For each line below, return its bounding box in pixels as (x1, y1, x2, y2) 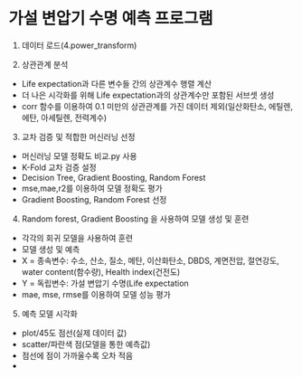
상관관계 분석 (21, 59, 69, 70)
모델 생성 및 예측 (21, 243, 80, 254)
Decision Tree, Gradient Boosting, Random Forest (21, 172, 206, 183)
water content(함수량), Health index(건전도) (21, 266, 181, 277)
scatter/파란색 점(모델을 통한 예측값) (21, 338, 151, 349)
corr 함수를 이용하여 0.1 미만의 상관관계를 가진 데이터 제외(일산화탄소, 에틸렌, (21, 100, 293, 111)
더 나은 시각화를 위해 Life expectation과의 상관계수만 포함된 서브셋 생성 (21, 90, 275, 100)
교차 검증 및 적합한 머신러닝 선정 (21, 131, 136, 142)
